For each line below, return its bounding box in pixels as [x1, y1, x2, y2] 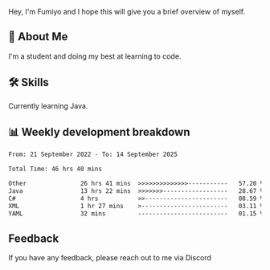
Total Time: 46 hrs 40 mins [8, 165, 103, 174]
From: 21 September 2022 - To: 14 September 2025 [8, 150, 178, 159]
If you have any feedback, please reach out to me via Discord [8, 253, 211, 263]
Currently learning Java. [8, 100, 88, 111]
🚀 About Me [8, 30, 68, 43]
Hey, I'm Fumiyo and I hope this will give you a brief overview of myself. [8, 7, 246, 16]
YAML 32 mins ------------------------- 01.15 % [8, 209, 264, 218]
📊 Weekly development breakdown [8, 125, 190, 139]
